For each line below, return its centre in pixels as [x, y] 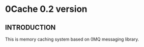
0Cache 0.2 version [46, 9]
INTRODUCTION [30, 27]
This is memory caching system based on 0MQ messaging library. [72, 39]
